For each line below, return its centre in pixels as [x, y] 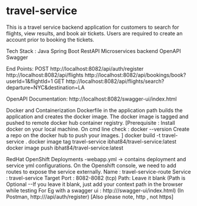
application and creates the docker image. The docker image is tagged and [97, 117]
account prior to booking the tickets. [50, 39]
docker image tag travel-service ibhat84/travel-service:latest [103, 141]
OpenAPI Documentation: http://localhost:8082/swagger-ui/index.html [91, 99]
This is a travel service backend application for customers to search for [93, 27]
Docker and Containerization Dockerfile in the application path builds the [94, 110]
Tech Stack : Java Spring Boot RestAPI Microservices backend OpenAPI [93, 51]
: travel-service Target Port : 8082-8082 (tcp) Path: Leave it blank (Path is [96, 178]
